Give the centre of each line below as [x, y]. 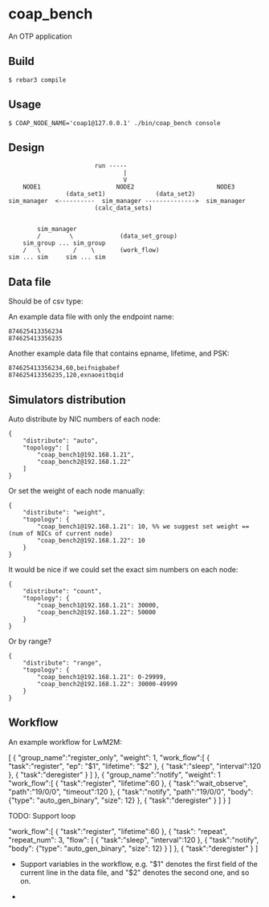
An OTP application [40, 36]
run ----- [111, 166]
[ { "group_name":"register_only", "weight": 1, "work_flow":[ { [109, 757]
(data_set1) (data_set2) [130, 194]
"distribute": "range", [63, 663]
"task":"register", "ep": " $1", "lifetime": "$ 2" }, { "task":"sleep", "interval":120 [135, 766]
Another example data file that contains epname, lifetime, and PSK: [119, 353]
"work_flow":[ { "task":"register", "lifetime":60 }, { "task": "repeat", [118, 831]
